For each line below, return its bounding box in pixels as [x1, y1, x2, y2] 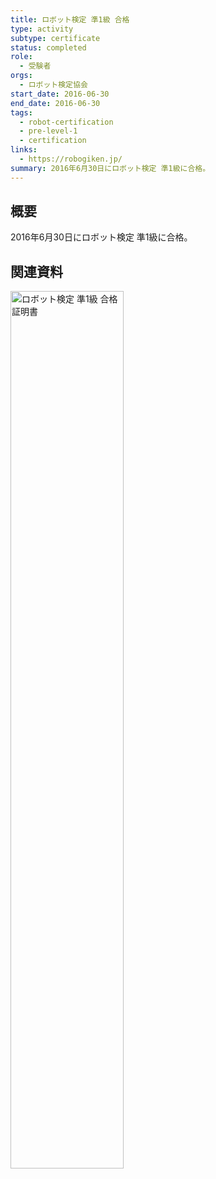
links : [10, 145, 38, 155]
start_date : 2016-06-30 [10, 89, 110, 99]
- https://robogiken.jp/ [19, 154, 123, 164]
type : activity [10, 24, 74, 34]
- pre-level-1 [19, 126, 78, 136]
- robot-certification [19, 117, 114, 127]
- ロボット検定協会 [19, 80, 88, 90]
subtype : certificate [10, 33, 101, 43]
